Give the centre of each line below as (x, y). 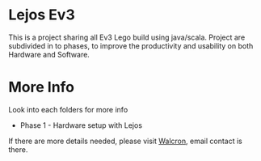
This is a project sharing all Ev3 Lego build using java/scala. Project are (127, 37)
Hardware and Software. (49, 54)
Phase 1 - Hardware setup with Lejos (81, 125)
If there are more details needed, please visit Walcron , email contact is (125, 141)
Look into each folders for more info (68, 109)
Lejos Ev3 (42, 15)
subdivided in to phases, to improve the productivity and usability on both (131, 45)
